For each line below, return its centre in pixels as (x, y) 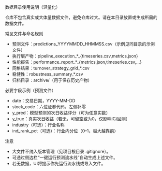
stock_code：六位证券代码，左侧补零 (49, 107)
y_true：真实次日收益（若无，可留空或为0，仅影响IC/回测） (71, 119)
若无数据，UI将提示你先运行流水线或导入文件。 (59, 164)
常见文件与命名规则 (24, 34)
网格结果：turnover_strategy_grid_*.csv (51, 68)
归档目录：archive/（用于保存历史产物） (52, 80)
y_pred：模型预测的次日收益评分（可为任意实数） (61, 113)
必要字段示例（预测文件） (30, 90)
